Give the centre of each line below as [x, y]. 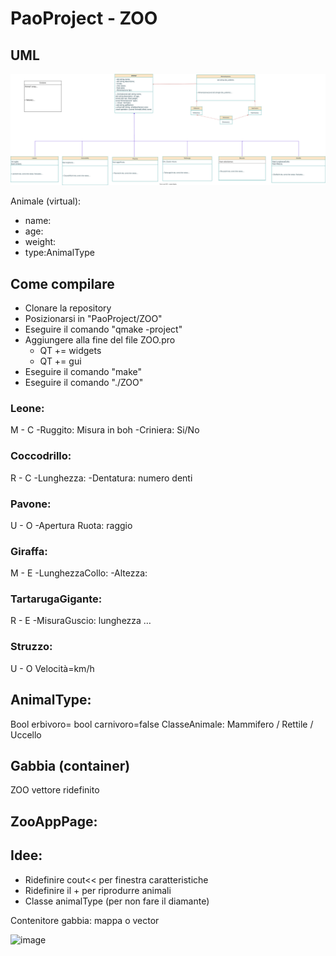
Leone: [27, 408]
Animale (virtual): [46, 201]
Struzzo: [31, 647]
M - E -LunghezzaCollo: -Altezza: [79, 573]
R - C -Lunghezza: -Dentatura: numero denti [101, 478]
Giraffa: [29, 551]
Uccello [26, 734]
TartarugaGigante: [56, 599]
